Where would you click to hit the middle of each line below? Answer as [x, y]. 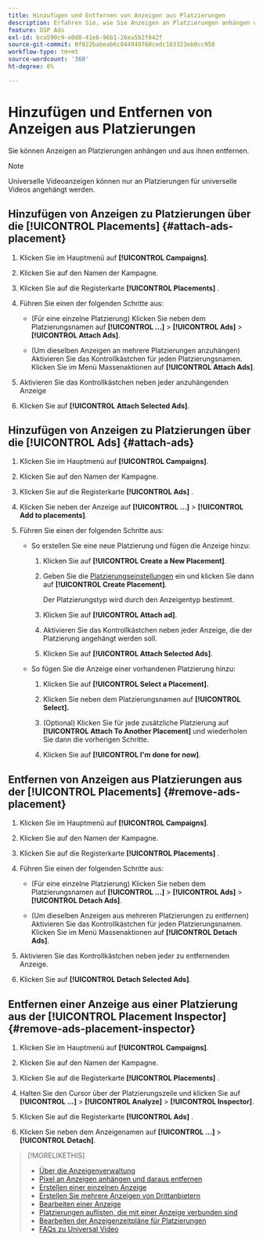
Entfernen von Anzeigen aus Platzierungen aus [125, 779]
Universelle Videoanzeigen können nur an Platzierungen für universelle [122, 181]
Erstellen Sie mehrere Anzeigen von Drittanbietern [120, 1195]
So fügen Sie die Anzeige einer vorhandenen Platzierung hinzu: [133, 669]
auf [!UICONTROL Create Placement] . [105, 585]
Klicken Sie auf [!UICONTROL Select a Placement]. [126, 684]
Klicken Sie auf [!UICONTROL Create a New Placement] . [135, 561]
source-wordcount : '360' [49, 60]
